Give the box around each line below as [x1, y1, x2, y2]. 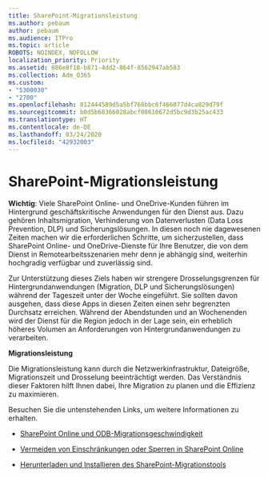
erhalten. [8, 413, 38, 423]
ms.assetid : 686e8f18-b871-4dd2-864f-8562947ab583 [8, 64, 181, 72]
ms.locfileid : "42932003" [8, 137, 94, 146]
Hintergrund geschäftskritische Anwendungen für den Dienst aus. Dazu [8, 207, 244, 217]
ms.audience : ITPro [8, 34, 74, 42]
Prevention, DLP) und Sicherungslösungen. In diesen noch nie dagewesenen [8, 225, 261, 234]
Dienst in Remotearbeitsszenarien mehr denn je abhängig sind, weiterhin [8, 249, 248, 260]
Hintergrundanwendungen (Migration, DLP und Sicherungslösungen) [8, 282, 235, 292]
